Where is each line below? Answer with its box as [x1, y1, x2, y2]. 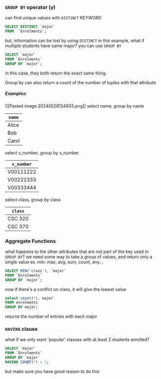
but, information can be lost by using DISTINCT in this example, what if [5, 38, 144, 44]
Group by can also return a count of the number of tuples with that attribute [5, 79, 157, 85]
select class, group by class [5, 197, 61, 202]
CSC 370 [7, 223, 29, 230]
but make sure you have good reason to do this [5, 368, 100, 374]
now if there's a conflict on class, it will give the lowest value [5, 286, 126, 292]
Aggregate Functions [5, 237, 56, 244]
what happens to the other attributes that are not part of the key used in [5, 249, 149, 254]
